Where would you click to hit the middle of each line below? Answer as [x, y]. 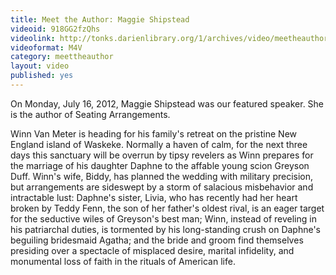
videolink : [33, 38]
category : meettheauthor [62, 57]
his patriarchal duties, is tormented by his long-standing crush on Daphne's [166, 229]
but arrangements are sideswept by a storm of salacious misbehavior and [162, 187]
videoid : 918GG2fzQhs [55, 29]
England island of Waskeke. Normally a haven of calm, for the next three [159, 144]
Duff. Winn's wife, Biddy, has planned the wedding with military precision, [162, 176]
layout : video [40, 66]
